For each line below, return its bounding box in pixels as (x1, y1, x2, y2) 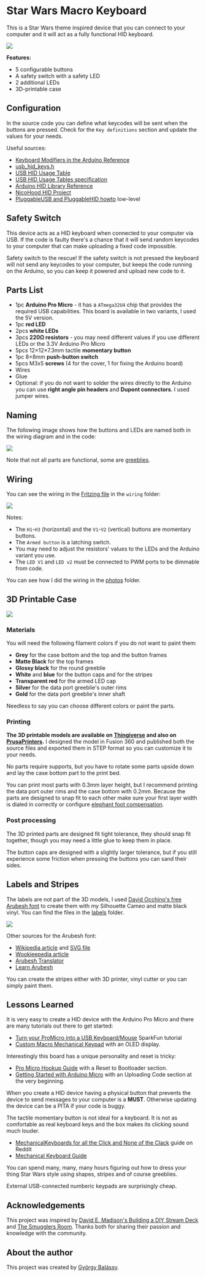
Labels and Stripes (6, 879, 79, 890)
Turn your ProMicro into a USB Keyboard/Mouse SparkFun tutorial (15, 1034, 182, 1042)
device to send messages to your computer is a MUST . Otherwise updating (6, 1096, 197, 1104)
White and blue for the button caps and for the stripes (15, 671, 153, 678)
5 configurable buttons (15, 66, 74, 73)
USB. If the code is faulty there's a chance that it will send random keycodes (6, 235, 199, 243)
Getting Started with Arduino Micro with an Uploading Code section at (15, 1071, 192, 1078)
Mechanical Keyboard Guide (15, 1152, 87, 1159)
